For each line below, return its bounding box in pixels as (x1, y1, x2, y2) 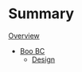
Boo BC (19, 46, 45, 55)
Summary (8, 5, 74, 23)
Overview (8, 31, 40, 40)
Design (31, 55, 56, 64)
